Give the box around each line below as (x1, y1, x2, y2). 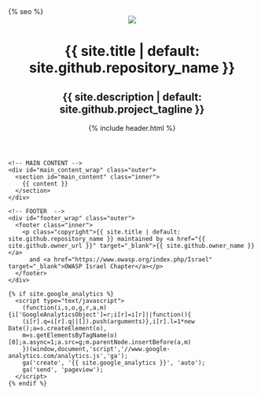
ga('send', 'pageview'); (22, 366, 104, 374)
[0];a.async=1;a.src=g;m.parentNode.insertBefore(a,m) (8, 338, 192, 346)
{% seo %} (8, 7, 44, 16)
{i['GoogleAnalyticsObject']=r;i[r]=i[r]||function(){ (8, 311, 192, 319)
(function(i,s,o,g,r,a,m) (22, 304, 108, 312)
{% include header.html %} (88, 124, 176, 132)
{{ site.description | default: (62, 90, 202, 104)
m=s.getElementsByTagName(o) (22, 331, 118, 339)
